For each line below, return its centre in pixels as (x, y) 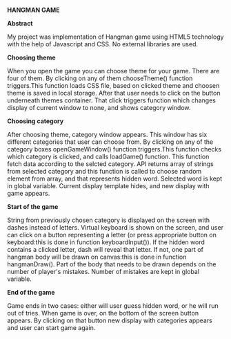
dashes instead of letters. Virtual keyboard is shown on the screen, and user (115, 227)
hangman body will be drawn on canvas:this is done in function (97, 257)
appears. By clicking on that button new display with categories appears (110, 320)
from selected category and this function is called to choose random (104, 171)
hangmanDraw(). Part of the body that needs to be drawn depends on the (112, 264)
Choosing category (36, 121)
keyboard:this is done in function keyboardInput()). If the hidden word (106, 242)
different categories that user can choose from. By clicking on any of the (110, 142)
